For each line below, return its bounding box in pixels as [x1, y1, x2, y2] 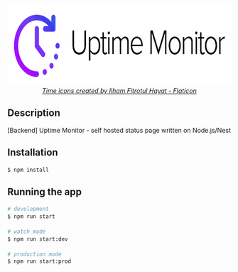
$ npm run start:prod [7, 258, 72, 265]
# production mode [7, 251, 62, 258]
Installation [7, 146, 58, 158]
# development [7, 205, 50, 213]
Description [7, 107, 60, 119]
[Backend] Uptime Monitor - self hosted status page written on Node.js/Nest [7, 126, 232, 134]
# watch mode [7, 228, 46, 235]
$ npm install [7, 166, 50, 173]
